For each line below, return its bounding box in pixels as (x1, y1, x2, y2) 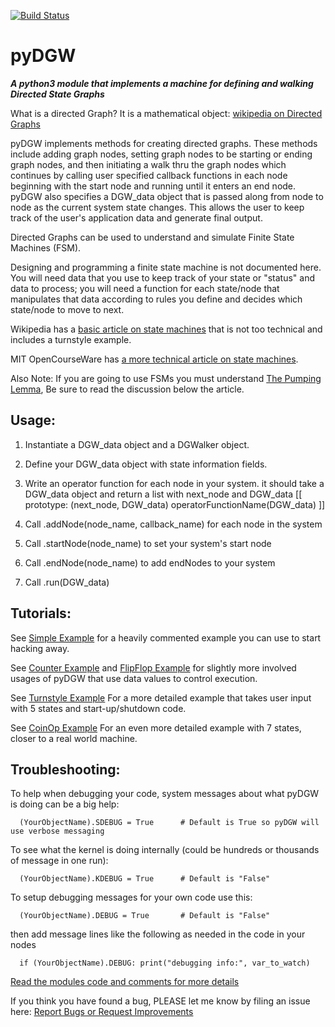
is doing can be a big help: (10, 798, 120, 810)
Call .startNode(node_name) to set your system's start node (24, 537, 272, 549)
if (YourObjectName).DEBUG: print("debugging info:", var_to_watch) (19, 958, 311, 969)
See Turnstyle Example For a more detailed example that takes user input (10, 691, 312, 704)
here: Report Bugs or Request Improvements (10, 1006, 194, 1018)
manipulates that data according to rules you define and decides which (10, 293, 303, 305)
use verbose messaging (10, 826, 105, 837)
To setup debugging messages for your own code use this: (10, 891, 253, 904)
